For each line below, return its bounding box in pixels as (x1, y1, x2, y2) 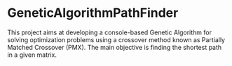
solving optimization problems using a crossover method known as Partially (7, 35, 226, 44)
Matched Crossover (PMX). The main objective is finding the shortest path (7, 43, 222, 51)
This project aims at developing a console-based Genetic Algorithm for (7, 28, 212, 37)
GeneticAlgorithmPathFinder (7, 5, 179, 21)
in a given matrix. (7, 51, 57, 59)
